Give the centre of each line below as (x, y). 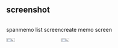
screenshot (28, 10)
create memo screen (86, 29)
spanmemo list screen (34, 29)
